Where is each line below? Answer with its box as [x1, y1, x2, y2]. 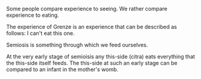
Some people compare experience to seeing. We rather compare [6, 5, 168, 12]
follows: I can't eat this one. [6, 30, 75, 37]
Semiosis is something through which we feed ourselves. [6, 42, 148, 48]
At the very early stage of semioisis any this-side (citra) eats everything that [6, 53, 195, 60]
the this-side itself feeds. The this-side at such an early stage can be [6, 60, 178, 66]
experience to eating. [6, 11, 59, 19]
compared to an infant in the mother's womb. [6, 66, 119, 73]
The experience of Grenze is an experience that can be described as [6, 24, 177, 30]
